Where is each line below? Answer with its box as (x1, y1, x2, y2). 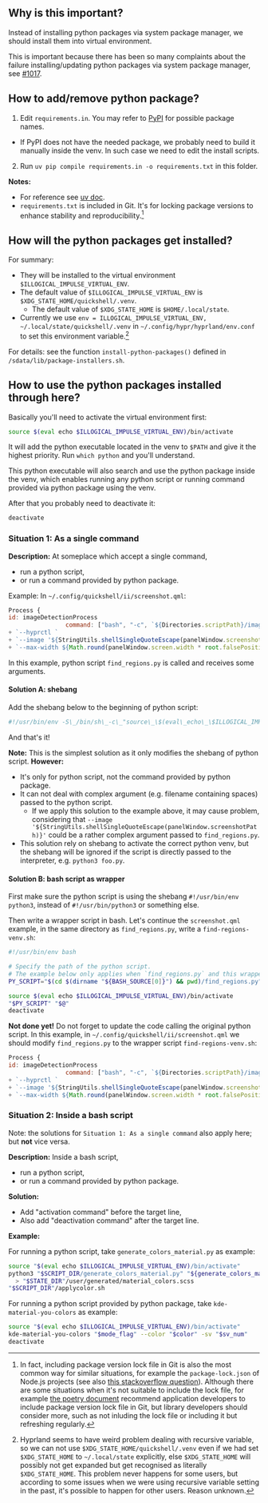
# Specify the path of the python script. (8, 963, 152, 971)
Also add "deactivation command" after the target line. (19, 1216, 199, 1225)
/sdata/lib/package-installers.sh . (8, 355, 125, 365)
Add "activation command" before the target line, (19, 1207, 182, 1216)
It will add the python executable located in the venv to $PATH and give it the (8, 442, 257, 451)
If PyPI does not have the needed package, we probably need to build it (19, 137, 255, 146)
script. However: (8, 756, 64, 766)
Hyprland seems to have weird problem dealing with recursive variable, (19, 1434, 254, 1444)
